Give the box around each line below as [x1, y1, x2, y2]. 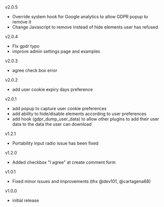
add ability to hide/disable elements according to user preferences [12, 111, 147, 117]
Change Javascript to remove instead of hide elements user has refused [12, 24, 158, 30]
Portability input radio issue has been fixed [12, 140, 99, 146]
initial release [12, 198, 39, 203]
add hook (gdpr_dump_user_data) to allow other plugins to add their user [12, 116, 160, 122]
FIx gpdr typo [12, 43, 40, 49]
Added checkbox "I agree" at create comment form [12, 159, 116, 165]
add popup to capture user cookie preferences [12, 106, 107, 111]
